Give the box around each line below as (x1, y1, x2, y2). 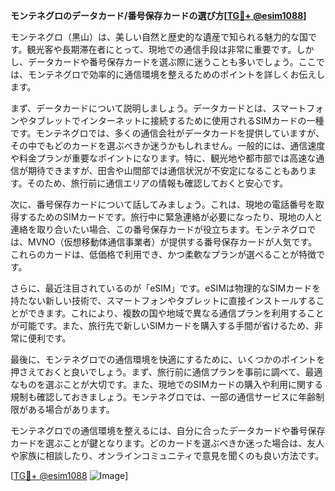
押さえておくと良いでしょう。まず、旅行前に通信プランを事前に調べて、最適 (10, 366, 323, 378)
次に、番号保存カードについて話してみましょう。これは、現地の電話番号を (10, 199, 316, 210)
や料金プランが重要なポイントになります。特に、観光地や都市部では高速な (10, 152, 317, 164)
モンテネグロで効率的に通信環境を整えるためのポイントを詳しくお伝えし (27, 69, 326, 80)
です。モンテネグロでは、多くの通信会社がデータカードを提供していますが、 (10, 127, 325, 139)
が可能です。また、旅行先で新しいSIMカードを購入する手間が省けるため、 (10, 320, 315, 331)
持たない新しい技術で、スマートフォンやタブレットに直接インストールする (10, 295, 317, 306)
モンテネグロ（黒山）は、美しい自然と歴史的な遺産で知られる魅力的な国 (10, 31, 308, 43)
